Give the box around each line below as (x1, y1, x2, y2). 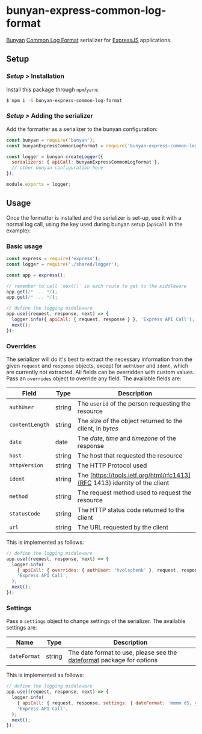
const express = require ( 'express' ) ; (6, 256, 101, 262)
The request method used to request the (77, 488, 192, 497)
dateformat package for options (68, 656, 158, 665)
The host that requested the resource (77, 451, 183, 459)
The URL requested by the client (77, 523, 168, 531)
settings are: (6, 624, 37, 631)
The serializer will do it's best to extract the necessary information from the (6, 356, 193, 363)
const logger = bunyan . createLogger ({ (6, 153, 103, 160)
